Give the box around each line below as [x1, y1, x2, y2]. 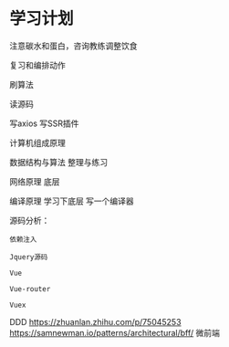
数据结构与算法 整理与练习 [9, 156, 108, 167]
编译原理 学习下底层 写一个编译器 [9, 195, 134, 206]
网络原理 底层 [9, 175, 60, 187]
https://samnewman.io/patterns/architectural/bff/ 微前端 [9, 327, 221, 338]
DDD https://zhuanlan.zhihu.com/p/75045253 [9, 316, 182, 327]
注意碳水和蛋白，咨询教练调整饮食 [9, 40, 138, 51]
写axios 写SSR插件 [9, 118, 79, 129]
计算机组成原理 [9, 137, 66, 148]
